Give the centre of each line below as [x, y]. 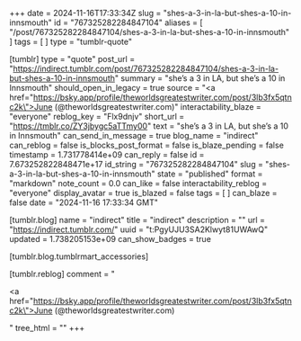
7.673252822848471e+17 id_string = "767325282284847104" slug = [136, 164]
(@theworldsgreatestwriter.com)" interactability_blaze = [158, 107]
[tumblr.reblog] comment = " [62, 274]
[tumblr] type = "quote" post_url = [72, 59]
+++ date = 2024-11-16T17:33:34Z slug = [85, 13]
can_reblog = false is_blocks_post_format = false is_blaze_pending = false [147, 145]
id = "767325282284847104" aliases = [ [128, 22]
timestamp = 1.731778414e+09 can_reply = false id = [107, 155]
